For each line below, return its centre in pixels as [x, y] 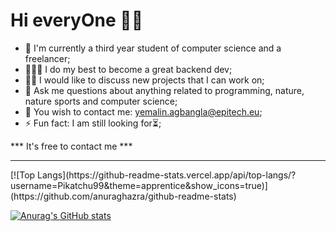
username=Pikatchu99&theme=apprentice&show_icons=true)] [139, 185]
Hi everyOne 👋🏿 [77, 20]
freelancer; [47, 58]
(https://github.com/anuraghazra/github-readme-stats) [123, 196]
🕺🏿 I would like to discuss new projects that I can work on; [144, 80]
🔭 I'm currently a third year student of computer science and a [153, 48]
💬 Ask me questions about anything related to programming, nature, [164, 90]
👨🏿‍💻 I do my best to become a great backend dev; [128, 69]
